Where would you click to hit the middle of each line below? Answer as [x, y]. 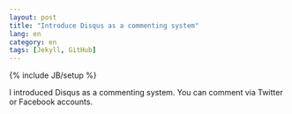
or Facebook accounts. [51, 102]
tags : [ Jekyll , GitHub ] [53, 50]
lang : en [25, 34]
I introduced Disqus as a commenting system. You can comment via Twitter [146, 93]
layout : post [33, 17]
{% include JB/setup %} [53, 75]
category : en [33, 42]
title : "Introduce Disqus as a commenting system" [104, 26]
